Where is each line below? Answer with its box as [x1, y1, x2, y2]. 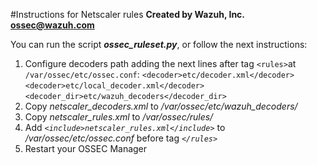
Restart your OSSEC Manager [24, 143, 148, 154]
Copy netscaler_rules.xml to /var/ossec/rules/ [24, 111, 214, 123]
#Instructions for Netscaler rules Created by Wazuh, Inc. [10, 9, 245, 20]
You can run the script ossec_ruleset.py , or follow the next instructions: [10, 39, 308, 50]
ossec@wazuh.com [10, 19, 95, 31]
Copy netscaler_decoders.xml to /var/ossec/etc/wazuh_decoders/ [24, 100, 298, 112]
